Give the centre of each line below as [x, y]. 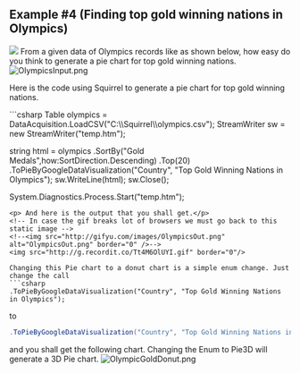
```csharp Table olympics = [58, 114]
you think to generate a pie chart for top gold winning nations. [123, 61]
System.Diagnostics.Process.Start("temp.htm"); [97, 197]
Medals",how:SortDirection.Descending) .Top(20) [100, 160]
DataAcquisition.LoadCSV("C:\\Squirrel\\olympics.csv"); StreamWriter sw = [147, 123]
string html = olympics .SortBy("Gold [77, 150]
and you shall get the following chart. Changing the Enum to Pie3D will [138, 349]
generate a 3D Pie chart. [54, 359]
